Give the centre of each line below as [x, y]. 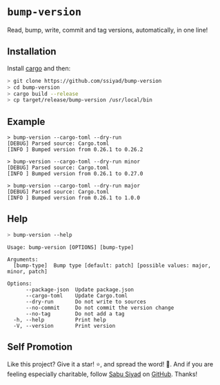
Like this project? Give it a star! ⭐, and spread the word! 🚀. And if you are [110, 364]
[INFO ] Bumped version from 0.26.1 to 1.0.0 [73, 198]
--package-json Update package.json [80, 289]
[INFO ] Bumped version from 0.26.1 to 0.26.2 [75, 150]
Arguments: [23, 259]
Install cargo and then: [39, 68]
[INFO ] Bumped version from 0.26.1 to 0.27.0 [75, 174]
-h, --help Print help [60, 319]
